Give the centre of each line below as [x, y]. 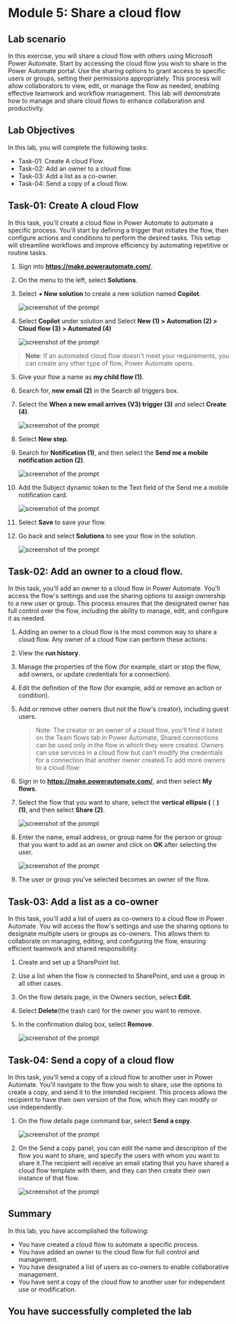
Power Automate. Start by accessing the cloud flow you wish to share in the [118, 63]
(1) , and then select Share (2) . [61, 810]
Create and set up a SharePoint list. [69, 963]
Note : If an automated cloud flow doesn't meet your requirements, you [127, 355]
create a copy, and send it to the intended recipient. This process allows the [118, 1092]
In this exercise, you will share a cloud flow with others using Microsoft [110, 56]
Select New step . [43, 439]
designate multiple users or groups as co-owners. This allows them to [109, 934]
